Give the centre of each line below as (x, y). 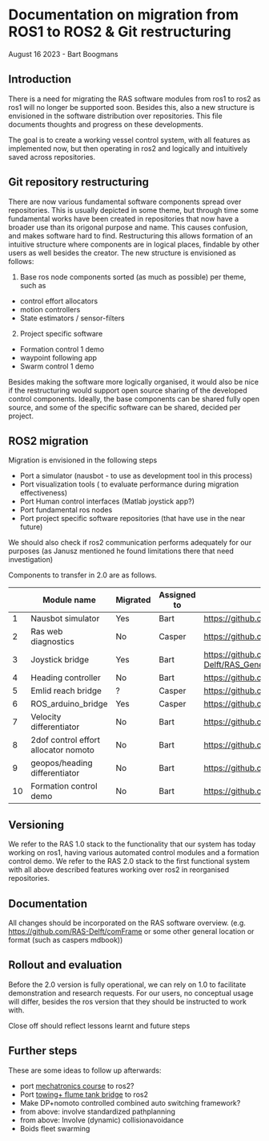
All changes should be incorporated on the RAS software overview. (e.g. (127, 923)
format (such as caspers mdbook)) (66, 940)
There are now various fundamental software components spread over (125, 202)
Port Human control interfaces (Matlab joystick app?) (107, 501)
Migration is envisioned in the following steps (83, 460)
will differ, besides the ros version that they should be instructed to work (127, 1001)
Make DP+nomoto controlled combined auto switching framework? (130, 1102)
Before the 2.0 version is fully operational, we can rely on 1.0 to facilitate (127, 984)
